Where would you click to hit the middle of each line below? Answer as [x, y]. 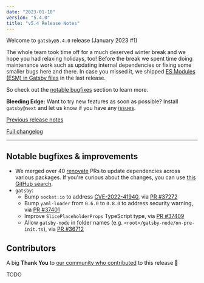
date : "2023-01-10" [31, 12]
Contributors [31, 248]
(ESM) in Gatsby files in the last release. [56, 78]
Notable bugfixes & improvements [72, 156]
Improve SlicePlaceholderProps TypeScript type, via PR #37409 [104, 216]
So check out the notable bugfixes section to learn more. [77, 90]
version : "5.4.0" [28, 18]
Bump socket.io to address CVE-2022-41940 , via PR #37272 [101, 197]
